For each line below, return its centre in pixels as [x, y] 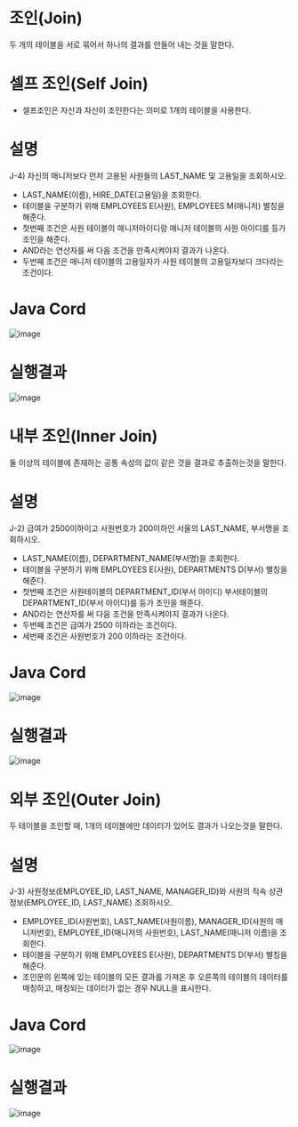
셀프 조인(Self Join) [79, 84]
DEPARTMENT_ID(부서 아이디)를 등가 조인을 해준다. [113, 602]
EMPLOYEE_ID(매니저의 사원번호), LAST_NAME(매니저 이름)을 [168, 933]
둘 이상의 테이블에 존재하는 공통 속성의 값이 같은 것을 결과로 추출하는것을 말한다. [148, 463]
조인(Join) [46, 18]
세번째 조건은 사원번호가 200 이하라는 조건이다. [104, 636]
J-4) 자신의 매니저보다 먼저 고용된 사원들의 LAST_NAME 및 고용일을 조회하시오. [148, 175]
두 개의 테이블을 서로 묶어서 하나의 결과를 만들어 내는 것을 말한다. [122, 44]
